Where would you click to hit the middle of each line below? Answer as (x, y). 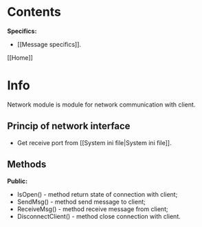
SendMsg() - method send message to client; (81, 202)
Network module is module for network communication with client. (101, 105)
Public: (18, 181)
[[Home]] (20, 57)
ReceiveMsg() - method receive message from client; (92, 209)
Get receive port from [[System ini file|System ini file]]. (94, 142)
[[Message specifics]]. (49, 44)
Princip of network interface (69, 126)
